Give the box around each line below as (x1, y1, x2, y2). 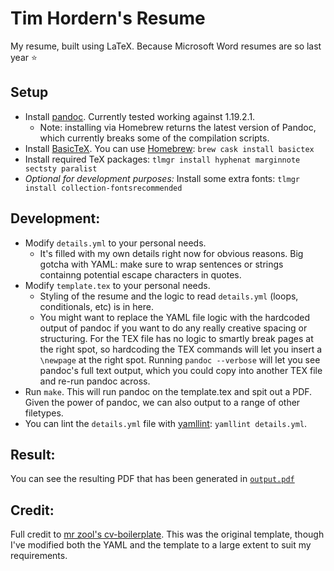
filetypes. (24, 407, 64, 419)
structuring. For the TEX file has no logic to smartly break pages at (39, 332, 314, 344)
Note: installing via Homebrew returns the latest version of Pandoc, (39, 121, 317, 133)
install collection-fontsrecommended (24, 183, 183, 193)
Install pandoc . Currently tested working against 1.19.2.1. (24, 110, 256, 122)
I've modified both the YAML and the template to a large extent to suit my (10, 539, 312, 551)
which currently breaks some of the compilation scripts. (39, 132, 270, 144)
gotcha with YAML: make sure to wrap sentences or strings (39, 258, 284, 270)
